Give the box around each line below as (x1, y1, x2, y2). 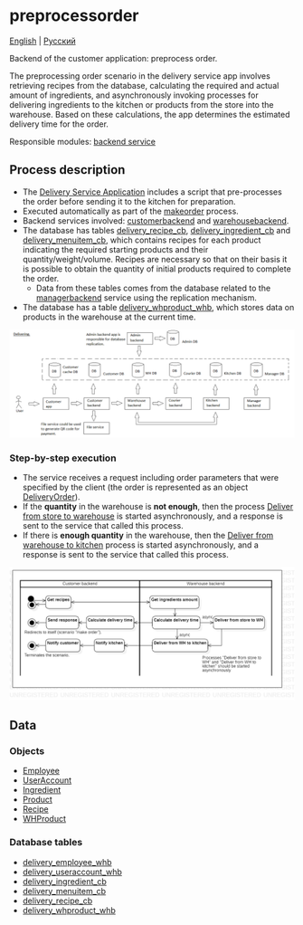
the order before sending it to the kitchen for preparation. (22, 195, 237, 206)
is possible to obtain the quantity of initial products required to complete (22, 263, 291, 274)
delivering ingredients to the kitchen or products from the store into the (9, 99, 274, 110)
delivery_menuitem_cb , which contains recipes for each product (22, 234, 261, 245)
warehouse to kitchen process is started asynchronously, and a (22, 539, 260, 550)
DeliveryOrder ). (22, 491, 80, 502)
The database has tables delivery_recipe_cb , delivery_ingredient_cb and (22, 224, 291, 235)
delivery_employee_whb (22, 856, 112, 867)
